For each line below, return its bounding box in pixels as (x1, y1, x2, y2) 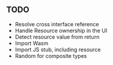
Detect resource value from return (14, 33, 100, 41)
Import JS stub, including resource (14, 46, 101, 53)
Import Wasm (14, 39, 49, 47)
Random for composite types (14, 52, 87, 59)
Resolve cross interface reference (14, 20, 99, 27)
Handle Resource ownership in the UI (14, 27, 108, 34)
